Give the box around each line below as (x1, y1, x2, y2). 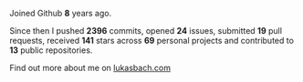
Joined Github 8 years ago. (9, 8, 112, 18)
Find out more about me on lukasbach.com (9, 63, 172, 73)
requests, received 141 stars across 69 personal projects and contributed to (9, 36, 295, 46)
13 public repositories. (9, 45, 93, 56)
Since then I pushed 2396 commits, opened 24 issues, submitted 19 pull (9, 26, 283, 36)
